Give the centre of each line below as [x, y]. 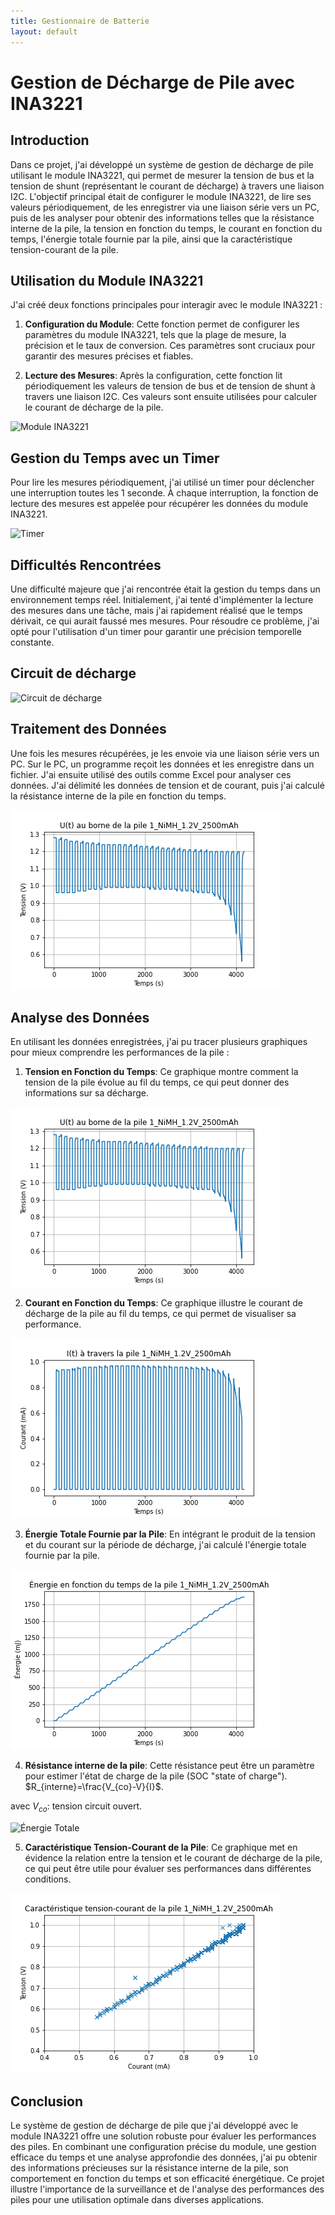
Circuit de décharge [73, 673]
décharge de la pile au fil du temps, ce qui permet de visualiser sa [160, 1314]
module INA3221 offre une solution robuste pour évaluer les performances [163, 2136]
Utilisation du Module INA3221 [107, 280]
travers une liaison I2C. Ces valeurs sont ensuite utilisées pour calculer [171, 397]
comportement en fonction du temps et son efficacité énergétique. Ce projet [167, 2178]
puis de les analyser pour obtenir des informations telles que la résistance [162, 217]
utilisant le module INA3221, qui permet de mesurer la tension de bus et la [162, 175]
